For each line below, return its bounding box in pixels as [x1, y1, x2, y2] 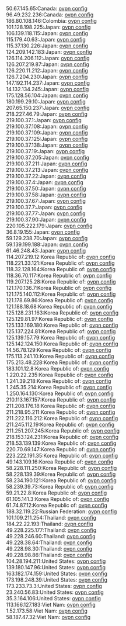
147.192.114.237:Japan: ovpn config [6, 79, 90, 87]
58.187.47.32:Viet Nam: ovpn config [6, 614, 91, 620]
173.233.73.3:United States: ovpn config [6, 583, 102, 589]
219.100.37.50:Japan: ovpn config [6, 185, 86, 192]
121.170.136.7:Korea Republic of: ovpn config [6, 285, 112, 291]
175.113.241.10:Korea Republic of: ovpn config [6, 353, 114, 359]
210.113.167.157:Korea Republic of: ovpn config [6, 396, 116, 403]
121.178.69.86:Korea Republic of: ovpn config [6, 297, 114, 303]
